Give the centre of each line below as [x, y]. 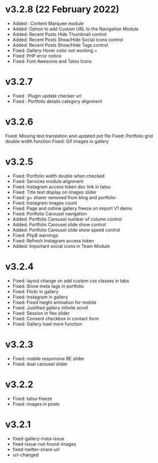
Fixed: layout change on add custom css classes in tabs [71, 281]
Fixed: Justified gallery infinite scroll [50, 307]
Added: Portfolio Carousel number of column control [67, 219]
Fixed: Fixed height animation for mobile [54, 302]
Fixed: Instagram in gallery [40, 297]
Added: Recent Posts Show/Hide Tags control [60, 45]
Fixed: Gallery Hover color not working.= [55, 50]
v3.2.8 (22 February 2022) [62, 9]
